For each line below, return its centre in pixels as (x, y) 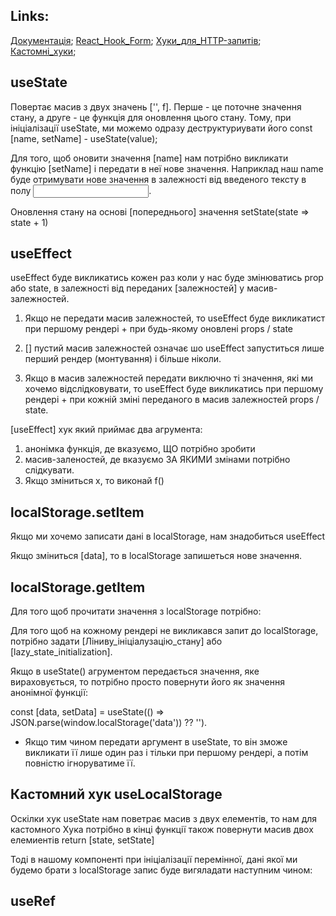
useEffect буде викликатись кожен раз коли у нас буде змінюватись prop (167, 278)
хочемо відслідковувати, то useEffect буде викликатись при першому (174, 389)
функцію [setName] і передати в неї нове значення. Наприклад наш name (167, 168)
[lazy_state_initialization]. (61, 652)
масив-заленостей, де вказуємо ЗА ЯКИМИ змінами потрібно (157, 460)
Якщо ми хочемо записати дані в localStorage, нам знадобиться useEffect (168, 536)
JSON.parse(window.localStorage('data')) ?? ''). (109, 723)
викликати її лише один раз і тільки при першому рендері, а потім (166, 753)
